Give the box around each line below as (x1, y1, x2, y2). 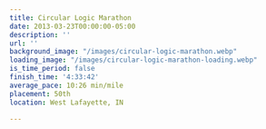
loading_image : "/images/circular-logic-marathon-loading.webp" (9, 55, 258, 64)
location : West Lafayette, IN (9, 97, 124, 107)
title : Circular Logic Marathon (9, 13, 132, 23)
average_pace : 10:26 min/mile (9, 81, 124, 90)
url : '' (9, 38, 39, 48)
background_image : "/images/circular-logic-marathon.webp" (9, 47, 238, 56)
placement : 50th (9, 89, 71, 98)
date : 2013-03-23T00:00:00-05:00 (9, 22, 136, 31)
